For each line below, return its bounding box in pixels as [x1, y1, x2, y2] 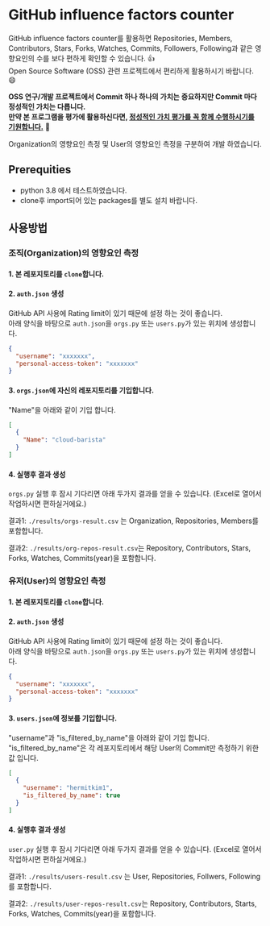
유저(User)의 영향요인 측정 [8, 575, 106, 587]
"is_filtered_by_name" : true [23, 791, 121, 799]
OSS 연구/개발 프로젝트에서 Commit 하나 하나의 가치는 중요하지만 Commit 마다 [8, 91, 258, 102]
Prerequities [8, 163, 72, 176]
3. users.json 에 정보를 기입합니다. [8, 713, 118, 723]
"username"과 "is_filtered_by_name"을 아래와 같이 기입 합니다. [8, 733, 210, 742]
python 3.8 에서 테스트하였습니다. [19, 185, 127, 195]
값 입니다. [8, 753, 39, 762]
